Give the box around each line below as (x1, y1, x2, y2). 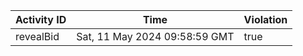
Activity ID (15, 13, 67, 26)
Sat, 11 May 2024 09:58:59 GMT (76, 30, 235, 43)
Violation (243, 13, 288, 26)
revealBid (15, 30, 60, 43)
